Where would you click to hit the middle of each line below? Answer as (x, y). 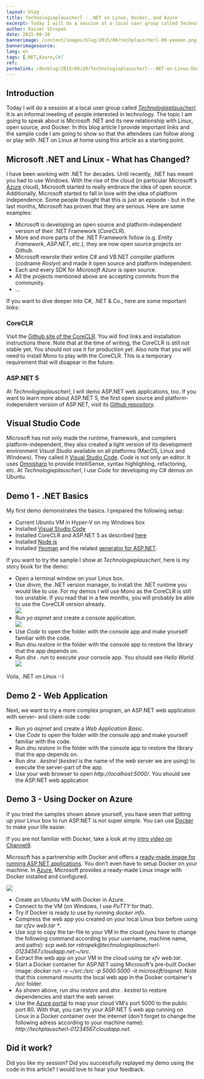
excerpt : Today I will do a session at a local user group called (92, 23)
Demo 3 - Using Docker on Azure (70, 799)
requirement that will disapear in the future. (60, 362)
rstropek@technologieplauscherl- (118, 945)
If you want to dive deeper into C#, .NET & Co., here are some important (96, 301)
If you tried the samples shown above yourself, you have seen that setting (99, 814)
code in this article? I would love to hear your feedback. (76, 1069)
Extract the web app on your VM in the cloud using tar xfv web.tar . (98, 958)
